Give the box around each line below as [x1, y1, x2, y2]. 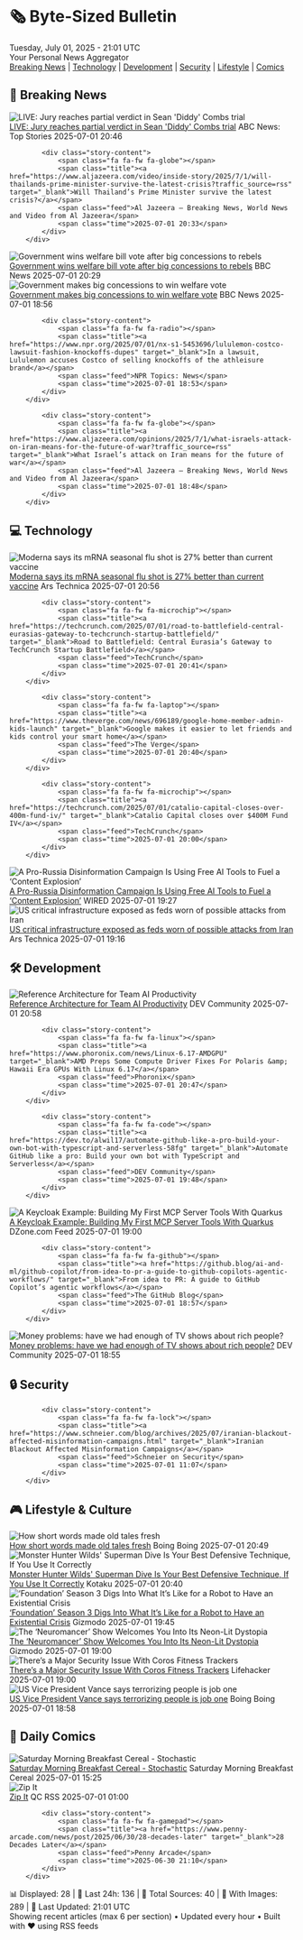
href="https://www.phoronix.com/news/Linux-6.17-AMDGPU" [9, 1049, 228, 1059]
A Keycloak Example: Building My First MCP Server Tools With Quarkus [9, 1217, 274, 1227]
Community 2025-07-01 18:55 [9, 1349, 121, 1361]
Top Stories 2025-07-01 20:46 [9, 131, 124, 142]
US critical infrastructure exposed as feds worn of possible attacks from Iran [9, 924, 294, 934]
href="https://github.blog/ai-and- [150, 1259, 284, 1269]
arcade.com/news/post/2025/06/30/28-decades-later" [9, 1832, 207, 1842]
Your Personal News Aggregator [9, 51, 129, 62]
